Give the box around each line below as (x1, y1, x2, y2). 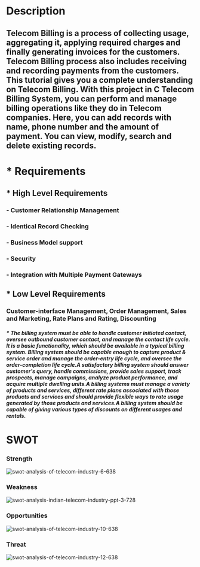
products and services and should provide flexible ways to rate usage (6, 393, 184, 400)
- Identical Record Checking (6, 222, 89, 230)
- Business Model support (6, 238, 83, 246)
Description (6, 4, 66, 18)
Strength (6, 454, 33, 463)
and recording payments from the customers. (6, 65, 179, 76)
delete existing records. (6, 140, 97, 150)
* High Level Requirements (6, 188, 108, 198)
